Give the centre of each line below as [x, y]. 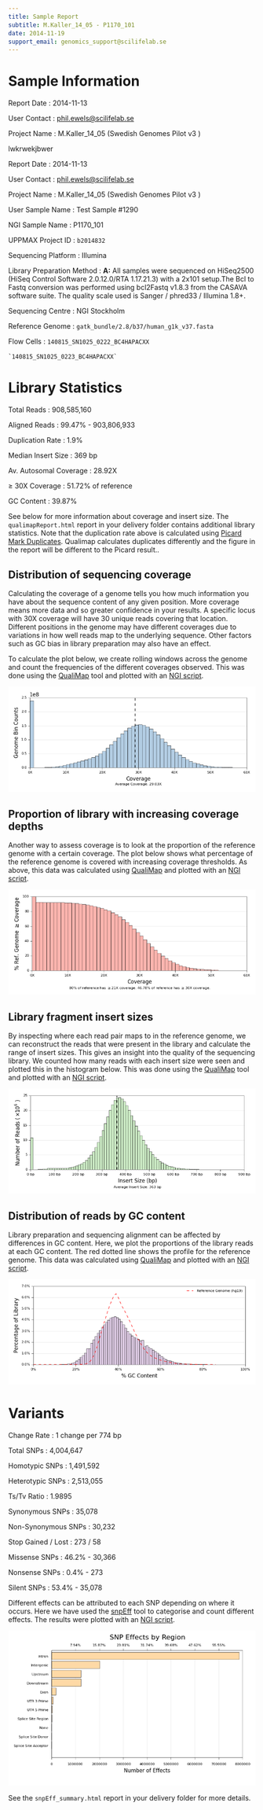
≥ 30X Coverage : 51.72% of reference [70, 486]
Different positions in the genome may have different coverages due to [122, 627]
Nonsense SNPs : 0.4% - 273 [56, 1573]
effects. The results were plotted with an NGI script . [91, 1620]
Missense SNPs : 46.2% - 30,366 [62, 1558]
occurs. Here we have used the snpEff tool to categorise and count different [131, 1611]
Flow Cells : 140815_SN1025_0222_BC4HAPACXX [79, 341]
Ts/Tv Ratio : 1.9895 [40, 1496]
